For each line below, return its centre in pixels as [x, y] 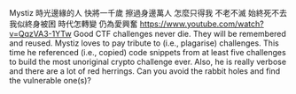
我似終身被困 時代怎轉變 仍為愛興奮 [74, 24]
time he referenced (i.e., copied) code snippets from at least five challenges [148, 52]
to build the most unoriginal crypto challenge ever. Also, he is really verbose [148, 61]
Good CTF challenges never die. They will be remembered [180, 34]
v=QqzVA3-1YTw [41, 34]
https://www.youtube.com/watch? [202, 24]
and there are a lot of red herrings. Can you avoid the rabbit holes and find [145, 71]
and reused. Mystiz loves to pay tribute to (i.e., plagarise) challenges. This [144, 43]
